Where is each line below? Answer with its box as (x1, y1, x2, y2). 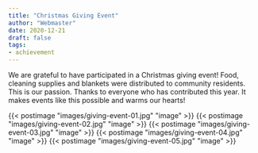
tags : (8, 41, 26, 49)
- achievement (8, 48, 56, 56)
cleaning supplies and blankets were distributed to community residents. (8, 78, 246, 88)
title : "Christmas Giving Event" (8, 11, 119, 20)
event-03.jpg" (8, 128, 54, 137)
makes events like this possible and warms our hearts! (8, 96, 186, 105)
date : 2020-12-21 (8, 26, 66, 34)
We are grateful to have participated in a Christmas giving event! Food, (8, 71, 240, 79)
